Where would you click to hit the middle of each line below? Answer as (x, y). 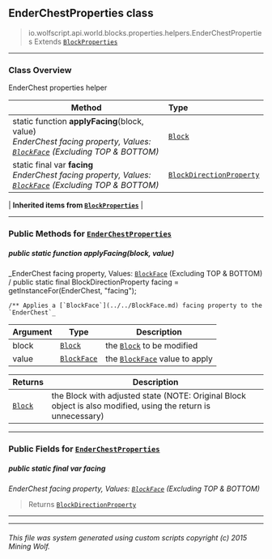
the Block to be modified (151, 346)
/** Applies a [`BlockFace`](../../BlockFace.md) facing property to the (136, 305)
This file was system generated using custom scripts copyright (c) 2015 (128, 538)
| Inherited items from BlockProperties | (76, 205)
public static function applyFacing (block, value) (91, 253)
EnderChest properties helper (58, 87)
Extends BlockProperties (76, 41)
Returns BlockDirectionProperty (82, 504)
